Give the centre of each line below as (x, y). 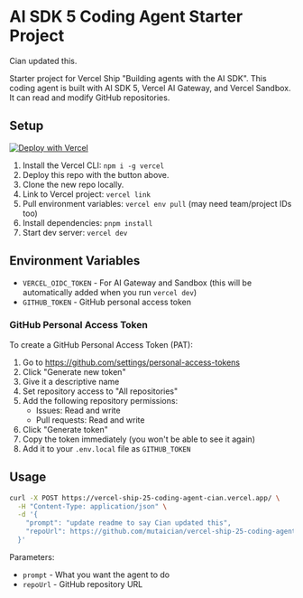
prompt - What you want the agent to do (96, 575)
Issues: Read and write (78, 410)
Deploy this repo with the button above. (96, 174)
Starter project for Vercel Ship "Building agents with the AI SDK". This (138, 78)
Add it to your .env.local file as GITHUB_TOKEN (106, 448)
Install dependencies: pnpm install (87, 222)
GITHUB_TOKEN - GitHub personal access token (107, 302)
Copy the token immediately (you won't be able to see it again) (138, 439)
